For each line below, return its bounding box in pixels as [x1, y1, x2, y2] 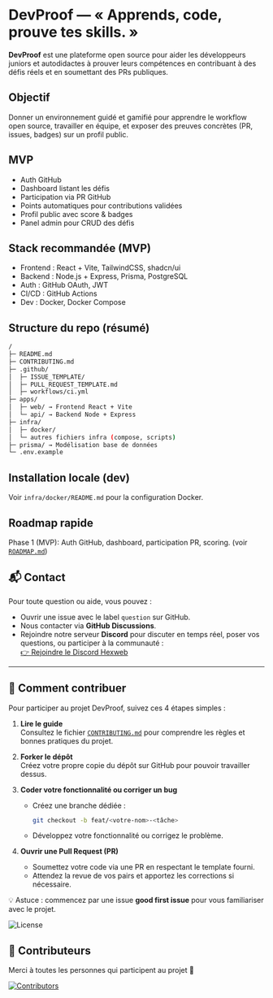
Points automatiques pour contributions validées [19, 201, 183, 210]
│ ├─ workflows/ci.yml [8, 388, 89, 396]
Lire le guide [19, 718, 63, 728]
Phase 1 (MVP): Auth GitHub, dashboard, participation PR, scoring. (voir [8, 537, 248, 547]
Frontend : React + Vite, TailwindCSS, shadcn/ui [19, 263, 181, 273]
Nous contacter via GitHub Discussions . [19, 620, 157, 631]
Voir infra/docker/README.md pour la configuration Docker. [8, 492, 204, 502]
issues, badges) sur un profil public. [8, 129, 128, 139]
